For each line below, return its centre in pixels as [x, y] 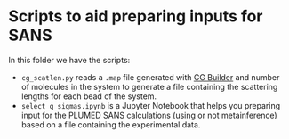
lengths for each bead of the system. [89, 96]
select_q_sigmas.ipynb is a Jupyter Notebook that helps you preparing [151, 105]
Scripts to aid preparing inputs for [136, 16]
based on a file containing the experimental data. [111, 124]
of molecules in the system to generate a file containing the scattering [149, 86]
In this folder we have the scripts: [69, 60]
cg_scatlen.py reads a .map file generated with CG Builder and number [150, 77]
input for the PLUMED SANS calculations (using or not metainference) [149, 115]
